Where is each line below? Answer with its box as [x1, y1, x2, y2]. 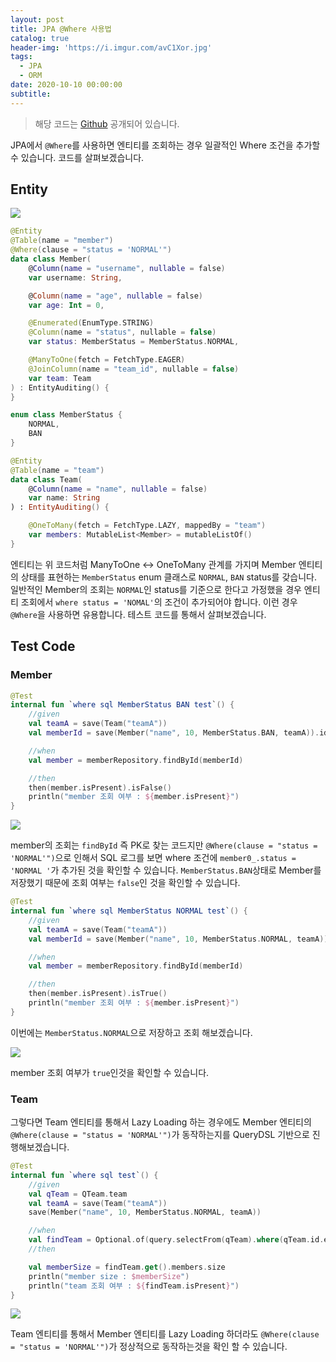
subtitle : [10, 89, 52, 99]
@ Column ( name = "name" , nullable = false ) [28, 484, 208, 494]
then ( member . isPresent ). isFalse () [28, 782, 172, 793]
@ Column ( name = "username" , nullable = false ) [28, 263, 226, 273]
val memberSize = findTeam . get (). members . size [28, 1262, 226, 1272]
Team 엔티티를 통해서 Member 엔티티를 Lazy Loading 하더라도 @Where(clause [10, 1328, 320, 1340]
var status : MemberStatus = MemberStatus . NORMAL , [28, 337, 240, 347]
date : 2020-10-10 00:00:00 [10, 80, 123, 90]
